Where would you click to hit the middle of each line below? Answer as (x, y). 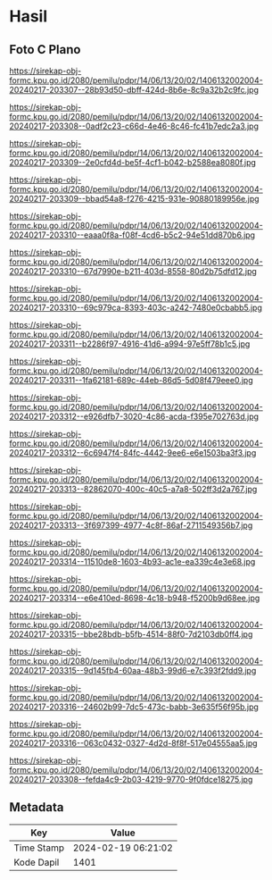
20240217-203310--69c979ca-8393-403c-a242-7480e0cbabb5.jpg (136, 307)
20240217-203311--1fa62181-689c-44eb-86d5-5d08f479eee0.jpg (131, 380)
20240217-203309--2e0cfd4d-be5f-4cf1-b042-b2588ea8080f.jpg (133, 162)
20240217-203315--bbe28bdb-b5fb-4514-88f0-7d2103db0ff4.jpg (131, 634)
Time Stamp (39, 848)
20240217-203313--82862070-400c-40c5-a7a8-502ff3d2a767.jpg (133, 489)
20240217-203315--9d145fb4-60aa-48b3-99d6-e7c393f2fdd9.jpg (133, 670)
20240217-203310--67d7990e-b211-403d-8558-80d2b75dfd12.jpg (133, 271)
